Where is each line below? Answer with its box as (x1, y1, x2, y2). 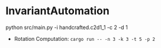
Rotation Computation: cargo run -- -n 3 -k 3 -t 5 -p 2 (14, 35, 156, 42)
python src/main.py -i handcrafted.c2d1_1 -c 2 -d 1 (5, 24, 128, 31)
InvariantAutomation (5, 4, 110, 18)
